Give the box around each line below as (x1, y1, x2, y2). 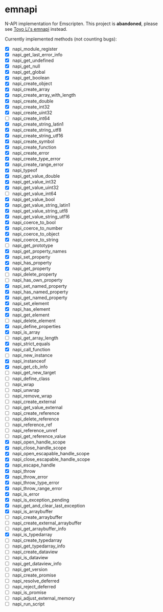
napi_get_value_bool (12, 196, 55, 202)
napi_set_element (12, 300, 49, 306)
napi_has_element (12, 306, 51, 312)
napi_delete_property (12, 271, 57, 278)
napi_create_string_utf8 (12, 126, 62, 133)
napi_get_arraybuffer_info (12, 526, 66, 532)
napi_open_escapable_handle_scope (12, 451, 90, 457)
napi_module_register (12, 46, 58, 52)
